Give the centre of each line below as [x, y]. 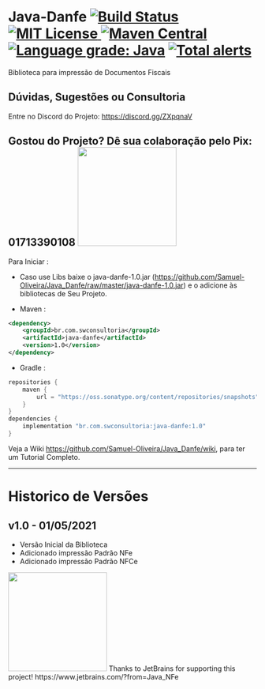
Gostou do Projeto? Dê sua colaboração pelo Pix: [130, 141]
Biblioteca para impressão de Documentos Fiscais [90, 72]
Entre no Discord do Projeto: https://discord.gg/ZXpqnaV [101, 116]
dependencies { [33, 419]
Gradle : [32, 367]
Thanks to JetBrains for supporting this [172, 668]
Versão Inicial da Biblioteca [63, 544]
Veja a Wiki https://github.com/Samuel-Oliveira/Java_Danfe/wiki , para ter [127, 448]
